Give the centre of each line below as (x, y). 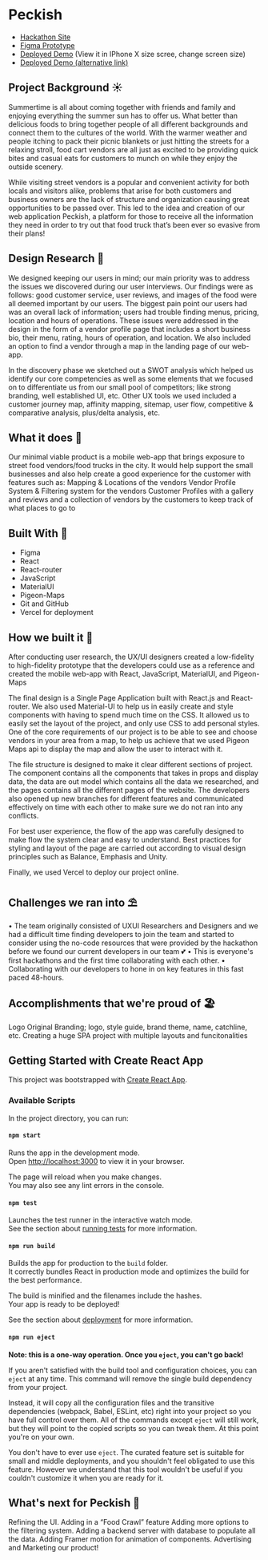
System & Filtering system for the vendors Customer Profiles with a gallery (131, 491)
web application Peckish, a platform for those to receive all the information (131, 216)
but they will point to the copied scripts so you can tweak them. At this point (133, 1428)
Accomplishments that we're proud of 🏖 (112, 1004)
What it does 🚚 (45, 437)
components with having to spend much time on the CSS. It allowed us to (129, 715)
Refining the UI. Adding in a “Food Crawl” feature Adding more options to (129, 1522)
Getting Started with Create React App (106, 1061)
